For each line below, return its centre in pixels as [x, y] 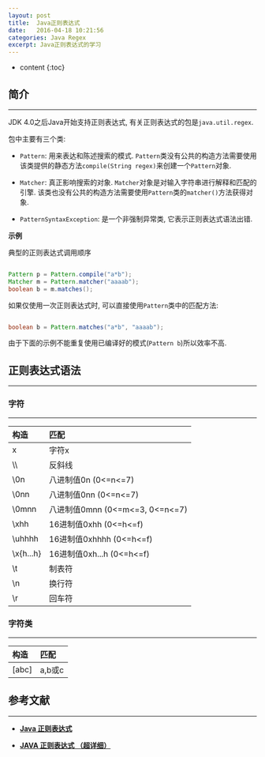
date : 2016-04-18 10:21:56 [56, 30]
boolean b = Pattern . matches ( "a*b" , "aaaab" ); [86, 327]
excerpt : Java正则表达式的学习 [55, 45]
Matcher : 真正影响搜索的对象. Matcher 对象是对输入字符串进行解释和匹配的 [138, 182]
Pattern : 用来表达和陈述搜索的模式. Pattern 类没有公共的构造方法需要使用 [138, 156]
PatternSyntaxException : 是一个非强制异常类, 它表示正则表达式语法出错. [136, 219]
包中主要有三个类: [37, 138]
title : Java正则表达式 [44, 23]
